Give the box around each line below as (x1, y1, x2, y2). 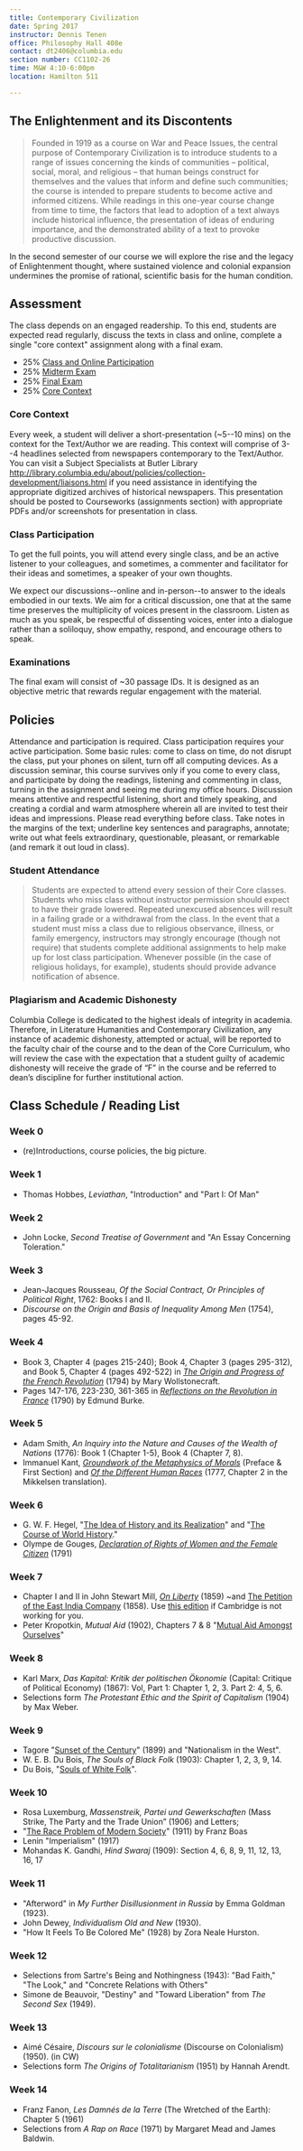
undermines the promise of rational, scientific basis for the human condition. (9, 270, 293, 281)
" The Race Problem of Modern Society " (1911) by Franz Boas (22, 1826, 248, 1837)
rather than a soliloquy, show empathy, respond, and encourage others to (9, 623, 282, 634)
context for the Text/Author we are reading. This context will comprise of (9, 438, 280, 449)
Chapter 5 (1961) (22, 2113, 84, 2124)
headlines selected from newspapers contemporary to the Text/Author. (20, 448, 284, 459)
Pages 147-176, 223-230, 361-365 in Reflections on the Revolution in (22, 1385, 278, 1396)
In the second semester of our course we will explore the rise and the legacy (9, 250, 294, 262)
